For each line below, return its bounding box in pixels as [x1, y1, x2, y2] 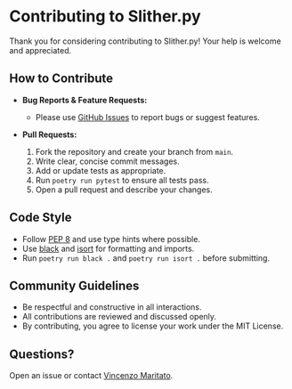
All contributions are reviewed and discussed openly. [21, 312, 216, 322]
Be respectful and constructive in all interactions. [21, 302, 202, 312]
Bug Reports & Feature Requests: [21, 94, 148, 105]
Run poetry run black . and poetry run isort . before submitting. [21, 252, 270, 263]
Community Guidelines [9, 278, 140, 293]
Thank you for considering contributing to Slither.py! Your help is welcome [9, 36, 282, 46]
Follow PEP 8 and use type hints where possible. [21, 233, 200, 244]
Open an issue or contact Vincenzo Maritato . [9, 370, 174, 381]
